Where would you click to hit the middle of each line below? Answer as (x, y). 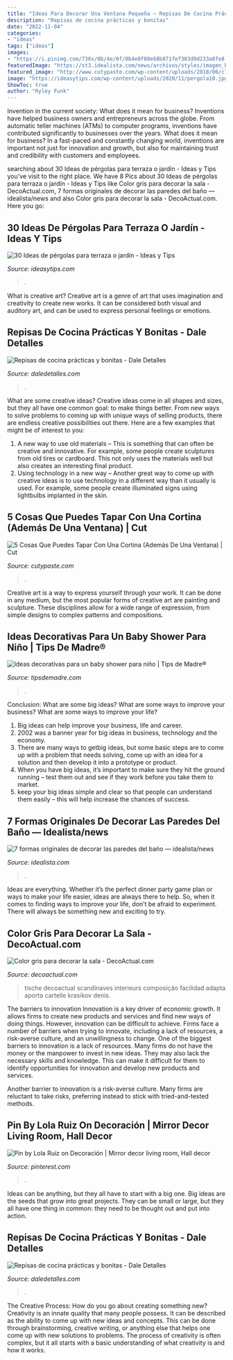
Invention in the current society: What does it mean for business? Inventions (116, 111)
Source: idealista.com (38, 863)
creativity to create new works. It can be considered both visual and (104, 303)
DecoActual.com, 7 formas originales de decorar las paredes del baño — (111, 191)
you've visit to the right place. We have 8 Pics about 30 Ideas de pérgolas (112, 176)
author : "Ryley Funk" (38, 91)
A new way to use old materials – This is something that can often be (115, 443)
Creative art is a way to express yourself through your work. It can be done (114, 593)
